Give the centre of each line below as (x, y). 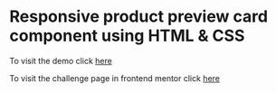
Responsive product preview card (139, 17)
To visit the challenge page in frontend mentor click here (114, 78)
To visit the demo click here (61, 60)
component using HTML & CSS (127, 36)
